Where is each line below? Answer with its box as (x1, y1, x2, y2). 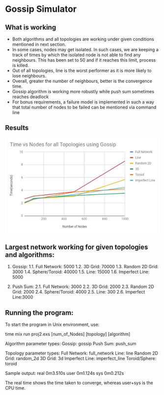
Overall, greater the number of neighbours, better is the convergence (12, 78, 152, 84)
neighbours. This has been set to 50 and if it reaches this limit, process (12, 57, 156, 63)
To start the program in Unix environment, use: (5, 322, 100, 327)
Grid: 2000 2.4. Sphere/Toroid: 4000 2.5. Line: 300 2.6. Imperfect (12, 289, 145, 295)
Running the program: (5, 308, 74, 317)
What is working (5, 23, 56, 32)
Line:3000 (12, 294, 33, 300)
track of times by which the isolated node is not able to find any (12, 52, 141, 58)
